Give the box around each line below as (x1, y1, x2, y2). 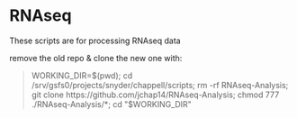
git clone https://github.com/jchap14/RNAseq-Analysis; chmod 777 (31, 89, 280, 100)
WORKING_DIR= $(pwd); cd (31, 69, 133, 81)
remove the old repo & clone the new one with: (9, 52, 183, 63)
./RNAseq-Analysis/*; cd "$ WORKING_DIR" (31, 98, 192, 109)
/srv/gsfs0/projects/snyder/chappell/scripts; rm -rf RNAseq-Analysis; (31, 79, 289, 90)
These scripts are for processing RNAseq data (9, 35, 182, 46)
